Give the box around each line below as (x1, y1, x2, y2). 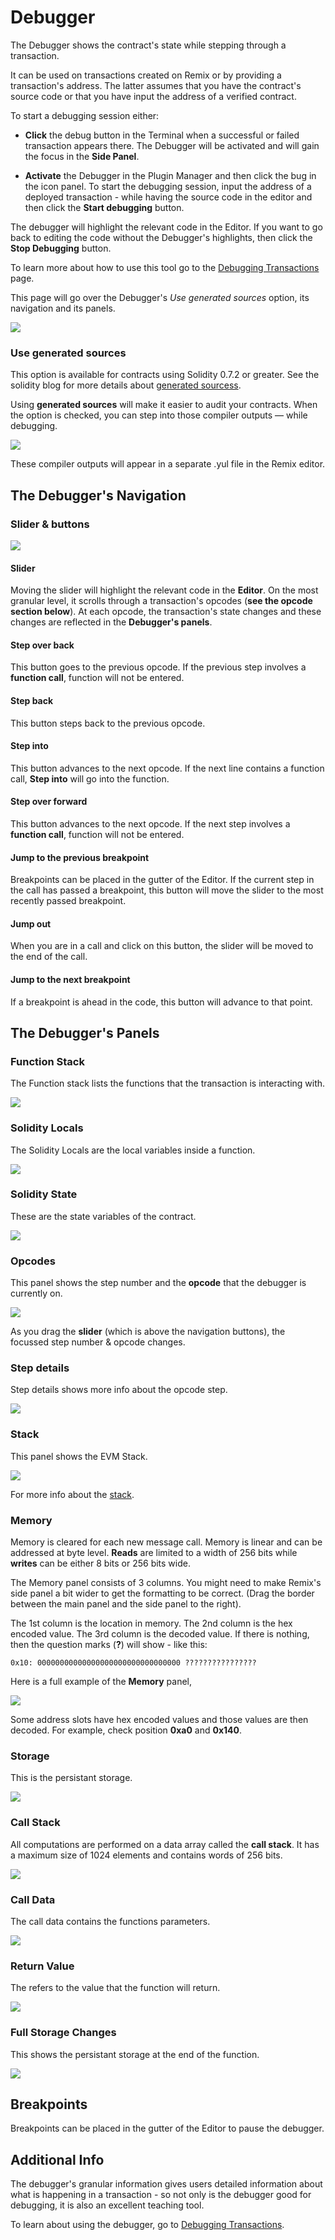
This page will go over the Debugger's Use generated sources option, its (10, 291, 310, 303)
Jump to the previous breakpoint (10, 851, 150, 863)
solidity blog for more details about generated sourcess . (10, 379, 242, 391)
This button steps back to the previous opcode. (10, 717, 206, 729)
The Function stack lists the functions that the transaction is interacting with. (10, 1077, 326, 1090)
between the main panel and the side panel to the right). (10, 1598, 242, 1610)
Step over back (10, 639, 75, 651)
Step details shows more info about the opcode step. (10, 1384, 228, 1396)
